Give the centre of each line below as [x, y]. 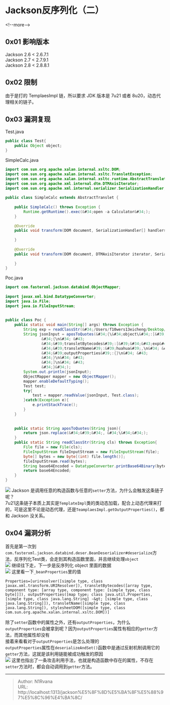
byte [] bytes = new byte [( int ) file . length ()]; [74, 457]
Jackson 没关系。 [29, 516]
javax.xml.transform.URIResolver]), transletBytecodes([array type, [79, 586]
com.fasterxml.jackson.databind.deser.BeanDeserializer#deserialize [79, 553]
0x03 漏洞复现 [28, 119]
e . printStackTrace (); [55, 405]
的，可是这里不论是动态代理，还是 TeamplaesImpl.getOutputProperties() [80, 509]
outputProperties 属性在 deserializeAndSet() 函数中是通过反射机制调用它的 [83, 647]
